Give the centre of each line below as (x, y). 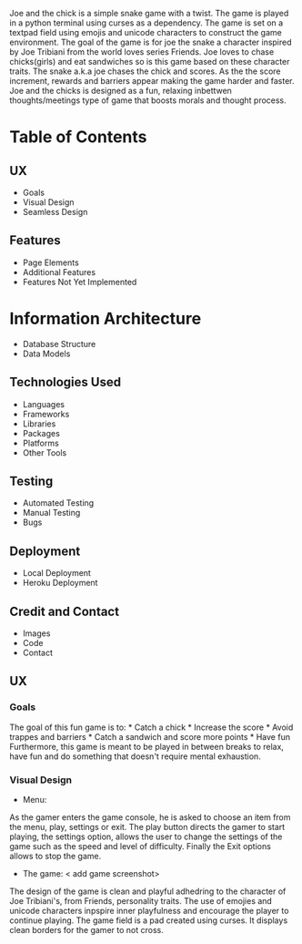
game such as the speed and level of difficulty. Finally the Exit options (140, 846)
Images (36, 633)
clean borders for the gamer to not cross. (86, 929)
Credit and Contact (65, 611)
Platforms (40, 443)
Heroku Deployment (60, 583)
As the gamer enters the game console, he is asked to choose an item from (150, 817)
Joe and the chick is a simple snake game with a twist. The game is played (149, 13)
